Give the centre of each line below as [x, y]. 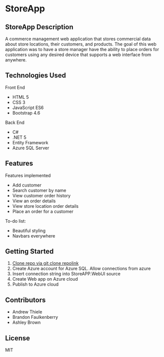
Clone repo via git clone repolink [45, 263]
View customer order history [41, 195]
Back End [15, 122]
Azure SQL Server [31, 148]
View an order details [34, 201]
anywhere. [16, 60]
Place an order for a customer [43, 211]
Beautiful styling [29, 231]
